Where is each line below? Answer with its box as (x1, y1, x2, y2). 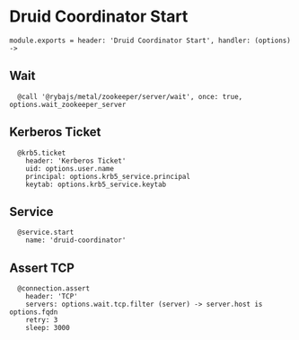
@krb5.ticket (17, 148, 66, 157)
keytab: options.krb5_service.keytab (25, 180, 167, 189)
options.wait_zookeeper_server (9, 100, 127, 109)
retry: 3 (25, 316, 58, 325)
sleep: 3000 (25, 324, 70, 333)
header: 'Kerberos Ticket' (25, 156, 127, 166)
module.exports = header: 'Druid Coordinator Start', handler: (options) (9, 36, 292, 45)
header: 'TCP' (25, 292, 78, 301)
